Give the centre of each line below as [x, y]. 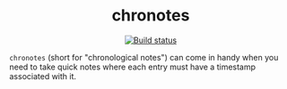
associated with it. [43, 76]
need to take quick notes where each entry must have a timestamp [133, 67]
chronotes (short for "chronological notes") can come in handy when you [144, 57]
